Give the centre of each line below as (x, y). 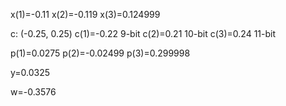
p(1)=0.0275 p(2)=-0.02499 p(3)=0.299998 (100, 53)
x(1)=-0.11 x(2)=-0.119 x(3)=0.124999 (85, 14)
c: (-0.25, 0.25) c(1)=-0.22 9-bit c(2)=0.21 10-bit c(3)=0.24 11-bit (143, 33)
